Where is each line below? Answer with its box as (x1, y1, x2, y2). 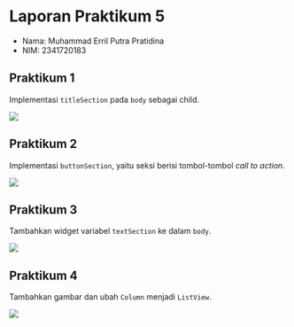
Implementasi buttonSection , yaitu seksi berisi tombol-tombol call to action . (9, 160, 285, 170)
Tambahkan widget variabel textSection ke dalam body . (9, 226, 212, 237)
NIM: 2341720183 (21, 44, 87, 55)
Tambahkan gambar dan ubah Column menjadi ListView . (9, 292, 213, 302)
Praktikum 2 (9, 136, 78, 152)
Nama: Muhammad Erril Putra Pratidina (21, 35, 165, 46)
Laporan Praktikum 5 (9, 6, 166, 27)
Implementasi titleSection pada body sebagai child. (9, 94, 200, 105)
